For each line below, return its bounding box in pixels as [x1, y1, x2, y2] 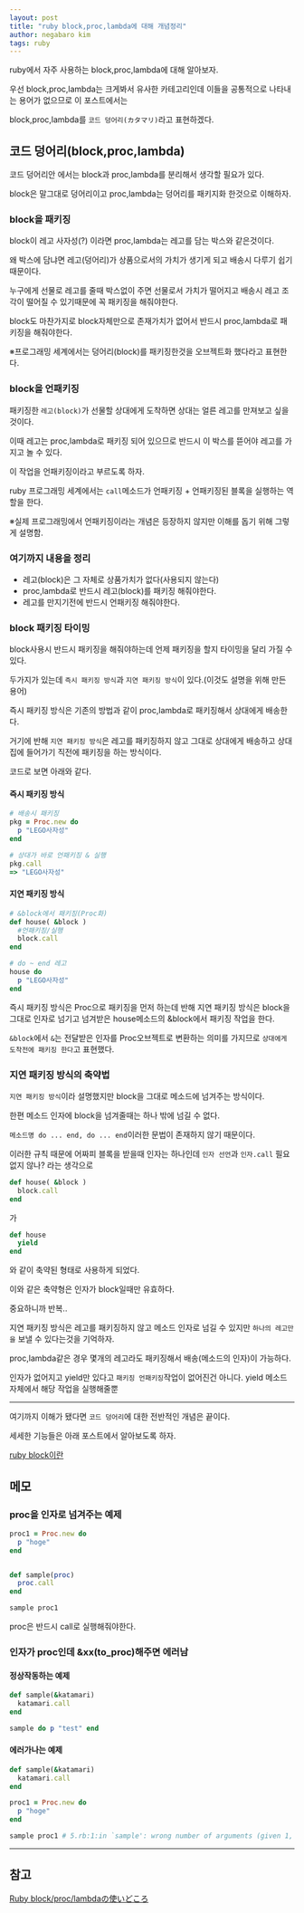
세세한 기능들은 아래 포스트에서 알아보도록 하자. [9, 1430, 176, 1441]
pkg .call [9, 859, 43, 868]
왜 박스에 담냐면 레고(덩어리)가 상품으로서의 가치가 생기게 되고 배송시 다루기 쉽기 [9, 254, 293, 265]
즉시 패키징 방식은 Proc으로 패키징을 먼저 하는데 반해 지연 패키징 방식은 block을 [9, 1001, 291, 1012]
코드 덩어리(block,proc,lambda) [9, 143, 185, 158]
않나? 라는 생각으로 [25, 1160, 93, 1171]
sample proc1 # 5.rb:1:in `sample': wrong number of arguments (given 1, [9, 1832, 294, 1841]
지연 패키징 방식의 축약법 [9, 1068, 110, 1081]
